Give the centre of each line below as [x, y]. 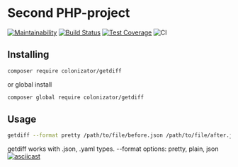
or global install [30, 84]
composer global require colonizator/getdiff [75, 97]
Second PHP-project [69, 13]
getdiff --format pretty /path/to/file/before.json [85, 135]
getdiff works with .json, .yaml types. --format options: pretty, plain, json [113, 149]
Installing [28, 55]
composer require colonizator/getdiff [64, 71]
